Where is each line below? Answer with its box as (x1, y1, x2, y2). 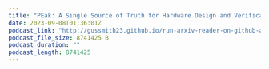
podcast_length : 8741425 (8, 48, 91, 56)
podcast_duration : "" (8, 41, 81, 49)
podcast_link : (8, 26, 56, 34)
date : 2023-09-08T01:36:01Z (8, 19, 102, 27)
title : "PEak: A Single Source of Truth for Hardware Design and (8, 11, 231, 20)
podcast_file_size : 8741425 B (8, 33, 110, 42)
